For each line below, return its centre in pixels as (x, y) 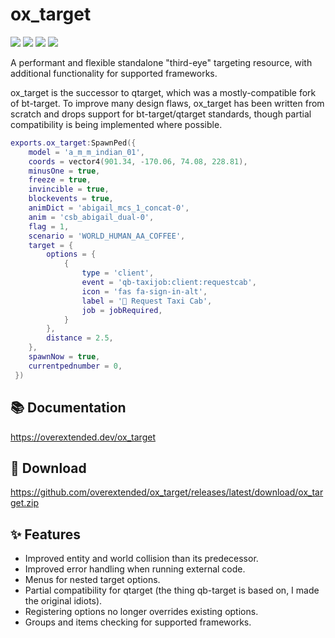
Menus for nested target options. (92, 580)
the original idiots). (63, 601)
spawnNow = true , (64, 357)
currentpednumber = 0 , (75, 366)
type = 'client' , (118, 273)
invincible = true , (69, 189)
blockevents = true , (71, 199)
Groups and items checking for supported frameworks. (138, 622)
